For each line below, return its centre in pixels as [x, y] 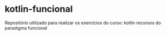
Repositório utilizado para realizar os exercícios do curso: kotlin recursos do [83, 23]
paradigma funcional [26, 28]
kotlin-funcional [39, 9]
